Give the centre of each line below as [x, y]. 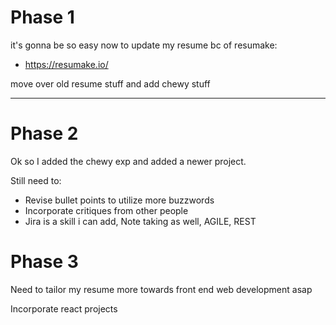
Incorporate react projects [64, 308]
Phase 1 [42, 17]
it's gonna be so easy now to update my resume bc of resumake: [144, 45]
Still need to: [36, 180]
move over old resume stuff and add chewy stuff [110, 83]
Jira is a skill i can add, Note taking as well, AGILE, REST [140, 221]
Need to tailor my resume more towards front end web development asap [161, 289]
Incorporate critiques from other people [106, 210]
